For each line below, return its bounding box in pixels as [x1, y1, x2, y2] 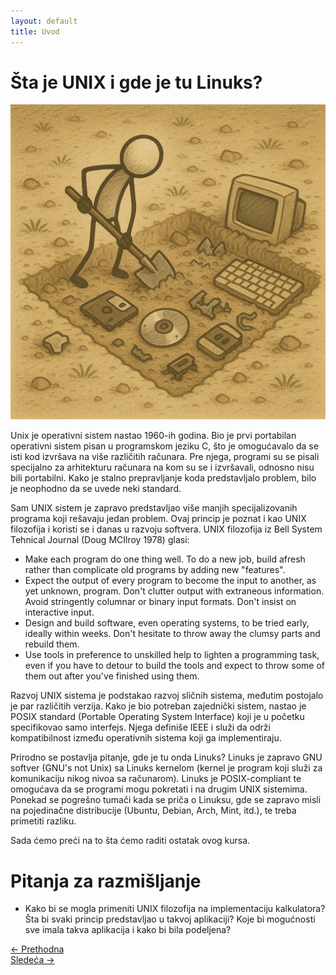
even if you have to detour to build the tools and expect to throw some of [24, 660, 325, 672]
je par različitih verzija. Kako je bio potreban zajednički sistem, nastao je [10, 700, 307, 712]
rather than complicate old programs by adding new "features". [24, 564, 286, 576]
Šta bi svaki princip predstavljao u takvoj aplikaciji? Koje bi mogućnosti [24, 913, 316, 925]
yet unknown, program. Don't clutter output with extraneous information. [24, 585, 325, 597]
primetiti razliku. [10, 815, 77, 827]
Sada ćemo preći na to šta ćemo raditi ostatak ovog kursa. [10, 835, 251, 847]
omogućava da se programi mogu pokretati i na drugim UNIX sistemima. [10, 783, 308, 795]
